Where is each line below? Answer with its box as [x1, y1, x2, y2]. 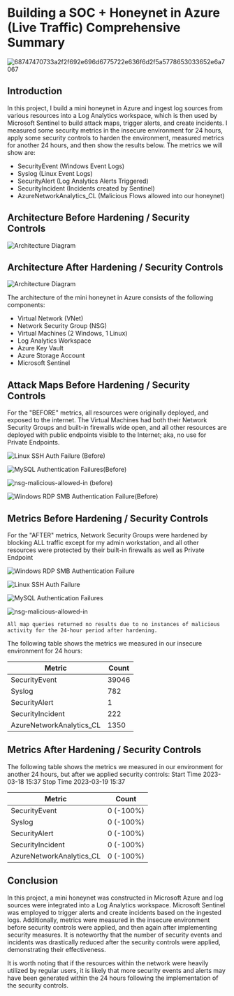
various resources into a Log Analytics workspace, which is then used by [7, 111, 218, 119]
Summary [7, 35, 65, 50]
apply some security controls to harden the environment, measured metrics [7, 133, 225, 142]
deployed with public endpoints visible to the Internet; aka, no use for [7, 431, 207, 439]
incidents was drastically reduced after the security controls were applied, [7, 937, 221, 946]
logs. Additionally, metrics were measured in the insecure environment [7, 916, 210, 924]
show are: [7, 148, 36, 156]
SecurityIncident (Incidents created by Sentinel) [17, 184, 155, 193]
